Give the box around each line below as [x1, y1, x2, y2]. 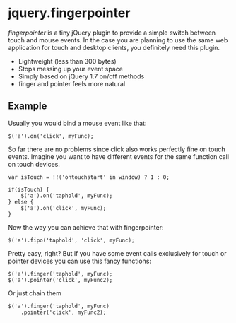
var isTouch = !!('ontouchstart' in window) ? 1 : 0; [8, 173, 170, 181]
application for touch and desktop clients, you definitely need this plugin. [8, 43, 220, 52]
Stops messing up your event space [18, 64, 123, 73]
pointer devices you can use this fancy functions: [8, 257, 151, 265]
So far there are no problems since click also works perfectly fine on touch [8, 145, 225, 153]
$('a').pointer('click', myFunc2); [8, 276, 113, 283]
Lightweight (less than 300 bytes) [18, 57, 117, 65]
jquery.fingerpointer [8, 5, 131, 21]
